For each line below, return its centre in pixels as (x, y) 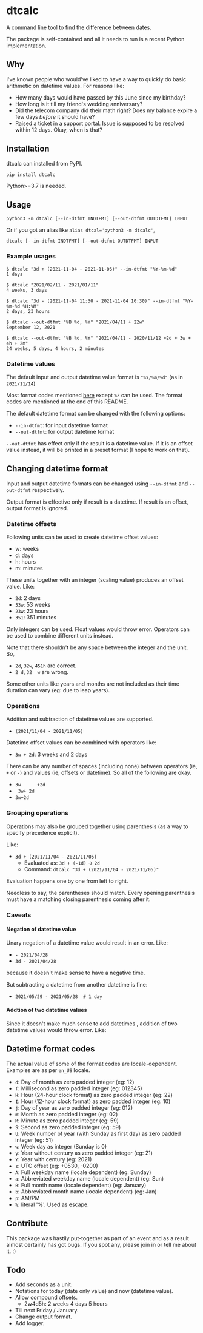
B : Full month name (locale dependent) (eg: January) (81, 1185)
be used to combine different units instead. (60, 636)
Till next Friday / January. (47, 1311)
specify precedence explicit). (43, 832)
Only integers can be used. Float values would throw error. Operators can (98, 629)
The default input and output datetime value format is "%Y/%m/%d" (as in (95, 377)
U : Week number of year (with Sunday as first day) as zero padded (98, 1133)
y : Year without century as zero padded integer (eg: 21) (84, 1153)
